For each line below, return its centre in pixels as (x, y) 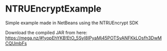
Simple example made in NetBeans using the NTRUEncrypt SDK (72, 23)
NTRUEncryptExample (53, 9)
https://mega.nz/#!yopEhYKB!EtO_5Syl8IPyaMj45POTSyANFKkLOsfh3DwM (83, 38)
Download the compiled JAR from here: (46, 32)
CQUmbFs (16, 43)
